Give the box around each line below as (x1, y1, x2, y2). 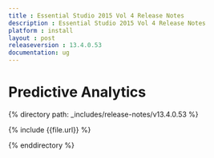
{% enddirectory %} (8, 140, 75, 150)
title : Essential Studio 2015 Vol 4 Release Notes (8, 11, 184, 20)
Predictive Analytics (8, 83, 147, 101)
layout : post (8, 34, 56, 42)
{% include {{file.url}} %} (8, 124, 91, 134)
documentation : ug (8, 49, 70, 57)
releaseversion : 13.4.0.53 (8, 41, 103, 49)
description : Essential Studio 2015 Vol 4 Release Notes (8, 19, 206, 27)
